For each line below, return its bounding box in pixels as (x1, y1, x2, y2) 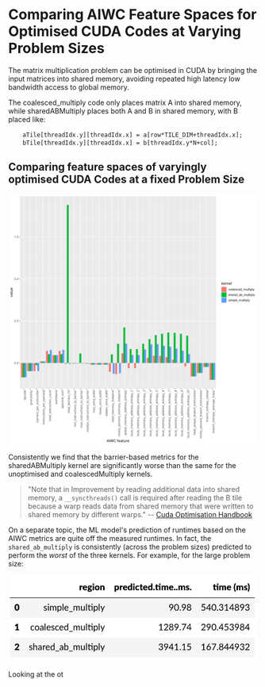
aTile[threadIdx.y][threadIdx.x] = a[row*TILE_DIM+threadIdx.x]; (22, 131, 244, 139)
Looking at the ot (8, 670, 63, 679)
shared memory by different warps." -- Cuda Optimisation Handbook (27, 509, 252, 519)
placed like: (8, 114, 46, 124)
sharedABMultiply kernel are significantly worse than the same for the (8, 460, 236, 470)
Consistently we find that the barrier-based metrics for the (8, 452, 199, 462)
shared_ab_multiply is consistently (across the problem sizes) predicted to (8, 542, 252, 551)
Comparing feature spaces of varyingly (8, 160, 207, 174)
